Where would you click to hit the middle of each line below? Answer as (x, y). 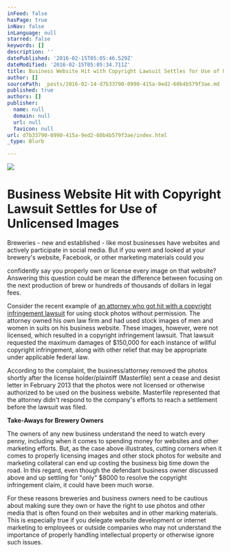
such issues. (25, 542)
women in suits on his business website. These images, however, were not (113, 328)
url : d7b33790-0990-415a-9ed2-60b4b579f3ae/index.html (87, 135)
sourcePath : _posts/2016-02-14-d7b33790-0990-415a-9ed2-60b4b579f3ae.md (113, 84)
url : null (27, 122)
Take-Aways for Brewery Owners (56, 421)
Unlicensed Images (63, 224)
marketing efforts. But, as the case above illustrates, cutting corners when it (114, 449)
